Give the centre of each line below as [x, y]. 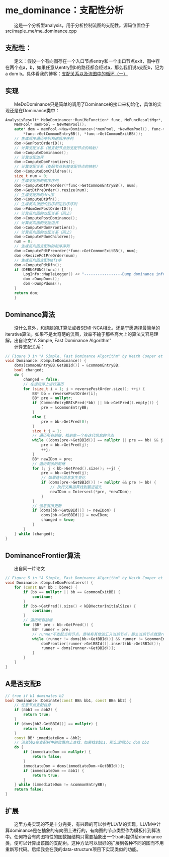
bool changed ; [29, 370]
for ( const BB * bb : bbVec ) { [46, 588]
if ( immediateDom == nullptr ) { [57, 752]
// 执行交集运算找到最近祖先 [76, 487]
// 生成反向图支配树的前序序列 [42, 246]
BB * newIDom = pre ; [52, 459]
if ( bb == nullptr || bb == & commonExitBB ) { [72, 592]
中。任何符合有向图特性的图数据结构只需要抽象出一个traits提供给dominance [84, 836]
